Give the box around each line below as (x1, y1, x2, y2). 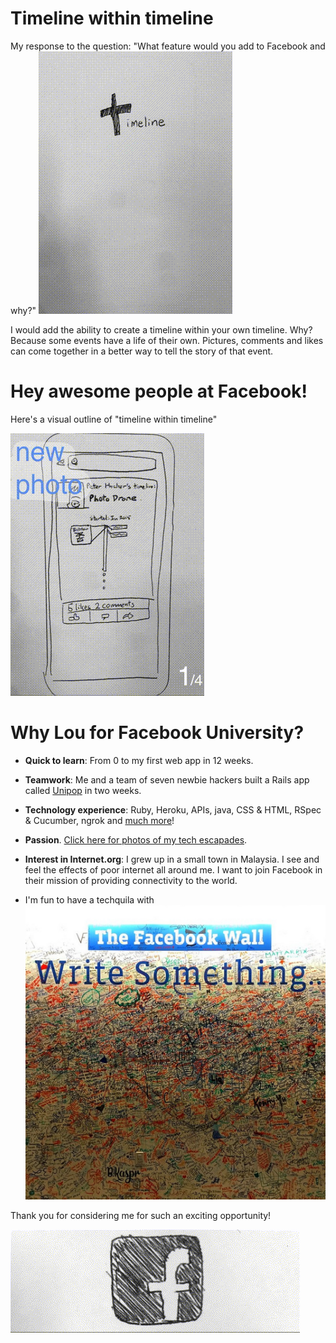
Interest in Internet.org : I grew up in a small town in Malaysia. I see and (24, 853, 320, 865)
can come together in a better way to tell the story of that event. (10, 345, 274, 357)
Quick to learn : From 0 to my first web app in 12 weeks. (24, 754, 254, 766)
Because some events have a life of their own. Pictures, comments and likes (10, 334, 324, 346)
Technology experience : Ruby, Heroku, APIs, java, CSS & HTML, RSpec (24, 803, 322, 816)
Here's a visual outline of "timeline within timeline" (10, 413, 218, 425)
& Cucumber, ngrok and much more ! (24, 814, 175, 826)
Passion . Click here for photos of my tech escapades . (24, 833, 248, 846)
